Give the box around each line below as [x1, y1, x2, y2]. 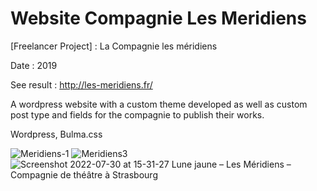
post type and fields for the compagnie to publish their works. [10, 108, 265, 121]
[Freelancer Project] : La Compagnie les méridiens [10, 40, 218, 52]
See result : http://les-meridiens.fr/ [10, 78, 153, 91]
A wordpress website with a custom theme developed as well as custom [10, 98, 308, 110]
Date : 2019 [10, 59, 58, 71]
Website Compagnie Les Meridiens [10, 7, 307, 30]
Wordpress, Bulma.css [10, 128, 103, 140]
